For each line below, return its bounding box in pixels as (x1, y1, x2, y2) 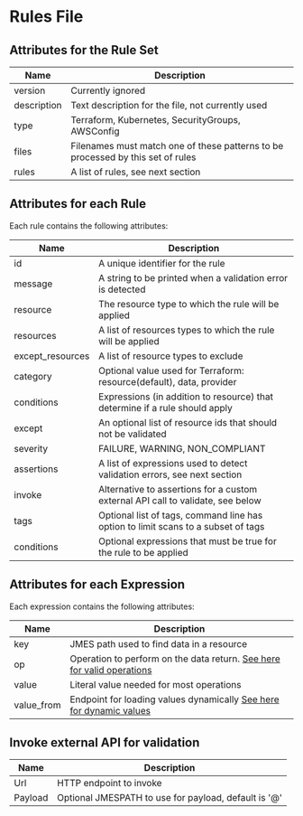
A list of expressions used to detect (97, 456, 248, 469)
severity (14, 442, 49, 455)
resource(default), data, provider (97, 375, 237, 388)
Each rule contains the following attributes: (9, 220, 169, 231)
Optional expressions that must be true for (97, 535, 277, 548)
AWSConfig (70, 125, 120, 137)
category (14, 370, 52, 382)
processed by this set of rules (70, 151, 197, 164)
